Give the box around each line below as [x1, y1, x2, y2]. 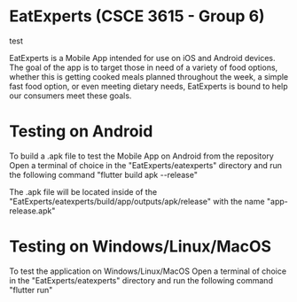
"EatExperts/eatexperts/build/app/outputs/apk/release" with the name [9, 196, 265, 206]
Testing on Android [9, 121, 153, 142]
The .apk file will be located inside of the [9, 186, 158, 197]
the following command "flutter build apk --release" [9, 169, 198, 180]
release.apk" [9, 205, 56, 216]
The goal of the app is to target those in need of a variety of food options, [9, 62, 278, 73]
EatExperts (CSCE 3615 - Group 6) [9, 6, 265, 27]
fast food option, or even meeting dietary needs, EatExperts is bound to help [9, 81, 288, 91]
